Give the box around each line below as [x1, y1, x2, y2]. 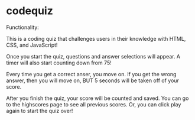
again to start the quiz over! [6, 107, 73, 114]
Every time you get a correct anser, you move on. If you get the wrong [6, 70, 177, 77]
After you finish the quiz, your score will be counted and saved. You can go [6, 95, 189, 102]
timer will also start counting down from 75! [6, 59, 112, 66]
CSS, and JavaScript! [6, 41, 58, 48]
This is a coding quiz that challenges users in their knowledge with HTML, [6, 35, 186, 42]
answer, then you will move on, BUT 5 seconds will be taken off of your [6, 77, 179, 84]
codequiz [6, 4, 53, 18]
